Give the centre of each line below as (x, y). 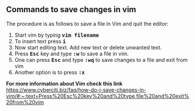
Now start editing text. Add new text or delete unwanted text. (88, 47)
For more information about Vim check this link (64, 84)
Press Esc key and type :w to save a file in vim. (71, 53)
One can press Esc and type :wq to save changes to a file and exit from (101, 60)
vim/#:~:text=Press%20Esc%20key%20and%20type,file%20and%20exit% (97, 96)
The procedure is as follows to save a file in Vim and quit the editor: (87, 23)
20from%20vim (25, 102)
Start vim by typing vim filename (57, 35)
